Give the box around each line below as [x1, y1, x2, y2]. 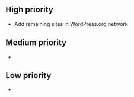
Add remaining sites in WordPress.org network [14, 20, 129, 27]
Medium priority [5, 38, 66, 48]
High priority [5, 5, 54, 15]
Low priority [5, 70, 52, 80]
